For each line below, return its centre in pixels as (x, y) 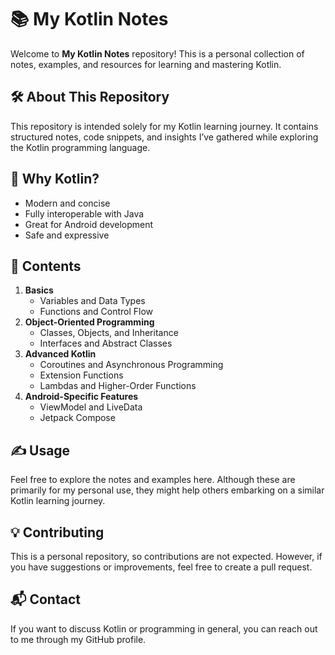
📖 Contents (46, 266)
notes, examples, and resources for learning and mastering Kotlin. (146, 64)
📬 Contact (45, 599)
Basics (39, 290)
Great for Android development (89, 224)
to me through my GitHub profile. (78, 639)
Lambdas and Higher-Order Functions (118, 386)
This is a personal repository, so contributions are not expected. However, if (166, 556)
